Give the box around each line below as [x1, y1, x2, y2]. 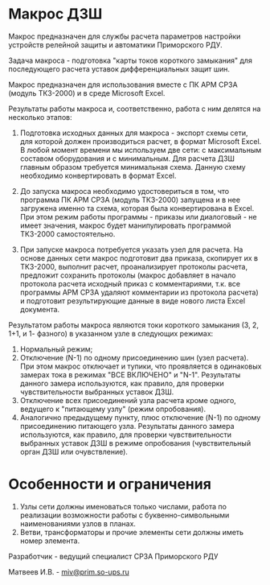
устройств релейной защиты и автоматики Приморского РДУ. [8, 39, 223, 49]
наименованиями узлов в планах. [19, 518, 137, 528]
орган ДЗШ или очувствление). [19, 447, 129, 456]
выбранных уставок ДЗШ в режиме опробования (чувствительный [19, 438, 252, 447]
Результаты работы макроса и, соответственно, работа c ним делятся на [8, 104, 261, 113]
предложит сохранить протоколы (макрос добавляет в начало [19, 270, 236, 280]
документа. [19, 304, 60, 314]
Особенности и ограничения [8, 476, 211, 493]
